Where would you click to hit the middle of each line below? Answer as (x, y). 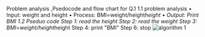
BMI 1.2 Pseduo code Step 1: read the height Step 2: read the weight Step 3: (102, 21)
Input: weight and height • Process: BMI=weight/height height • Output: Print (102, 15)
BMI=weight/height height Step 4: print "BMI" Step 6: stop (79, 27)
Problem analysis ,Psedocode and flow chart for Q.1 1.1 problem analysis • (99, 9)
